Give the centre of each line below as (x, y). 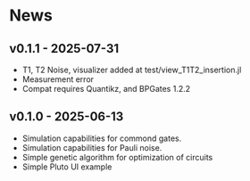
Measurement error (58, 79)
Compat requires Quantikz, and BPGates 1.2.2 (106, 89)
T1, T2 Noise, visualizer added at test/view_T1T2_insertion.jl (132, 70)
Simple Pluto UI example (67, 167)
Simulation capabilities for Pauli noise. (92, 147)
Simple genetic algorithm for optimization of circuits (117, 157)
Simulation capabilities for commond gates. (102, 138)
